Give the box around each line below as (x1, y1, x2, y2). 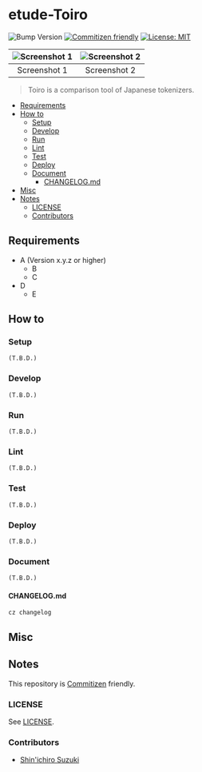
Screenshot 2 (85, 64, 136, 75)
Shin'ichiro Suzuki (19, 755, 80, 765)
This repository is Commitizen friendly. (8, 678, 136, 688)
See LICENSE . (8, 717, 54, 726)
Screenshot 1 (17, 64, 68, 75)
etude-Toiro (8, 6, 88, 24)
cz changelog (8, 609, 52, 617)
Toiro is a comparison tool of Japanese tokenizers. (27, 85, 195, 94)
